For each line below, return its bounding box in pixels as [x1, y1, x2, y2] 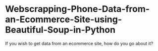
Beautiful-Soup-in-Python [5, 25, 115, 35]
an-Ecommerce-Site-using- [5, 14, 122, 25]
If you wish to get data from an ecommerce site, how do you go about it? [5, 40, 154, 46]
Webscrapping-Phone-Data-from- [5, 3, 150, 15]
